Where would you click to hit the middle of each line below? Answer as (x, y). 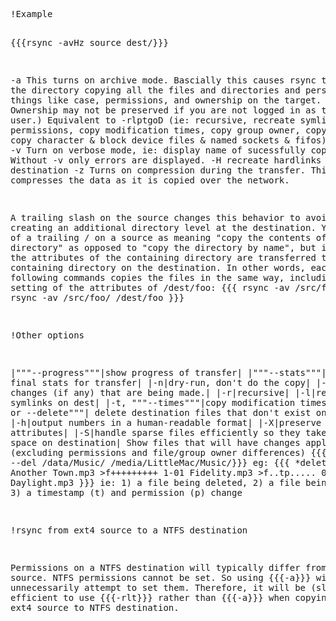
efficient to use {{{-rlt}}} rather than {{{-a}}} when (150, 597)
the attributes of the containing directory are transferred (163, 257)
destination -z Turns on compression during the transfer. (158, 170)
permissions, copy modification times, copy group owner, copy (168, 130)
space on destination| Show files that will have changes (155, 442)
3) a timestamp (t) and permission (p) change (126, 492)
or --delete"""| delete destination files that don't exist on (168, 412)
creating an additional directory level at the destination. (163, 227)
